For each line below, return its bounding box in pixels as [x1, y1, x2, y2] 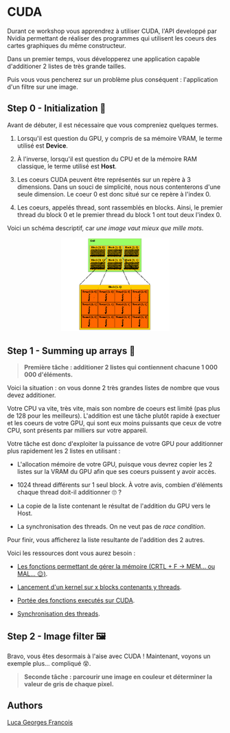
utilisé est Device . [16, 142, 69, 150]
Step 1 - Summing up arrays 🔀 [7, 345, 136, 357]
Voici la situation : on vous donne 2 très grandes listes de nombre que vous [7, 384, 220, 392]
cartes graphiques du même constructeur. [7, 41, 126, 49]
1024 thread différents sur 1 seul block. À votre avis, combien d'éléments [16, 481, 223, 489]
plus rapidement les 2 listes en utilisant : [7, 447, 121, 455]
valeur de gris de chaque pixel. [23, 680, 115, 688]
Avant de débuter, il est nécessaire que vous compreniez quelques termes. [7, 121, 218, 129]
